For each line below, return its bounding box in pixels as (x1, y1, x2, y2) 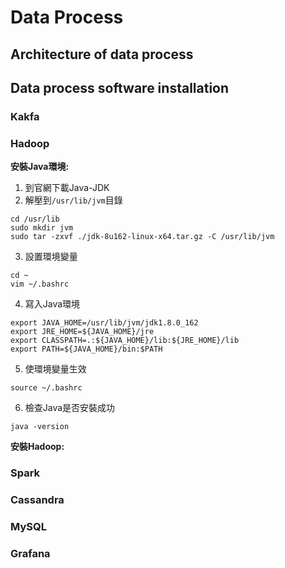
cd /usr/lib (10, 214, 60, 225)
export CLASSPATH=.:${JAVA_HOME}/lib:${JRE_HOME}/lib (10, 336, 240, 346)
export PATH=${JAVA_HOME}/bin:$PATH (10, 344, 163, 355)
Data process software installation (10, 79, 230, 96)
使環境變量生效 (24, 363, 87, 375)
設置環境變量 (24, 251, 78, 263)
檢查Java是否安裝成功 (24, 402, 116, 414)
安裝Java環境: (10, 161, 70, 173)
